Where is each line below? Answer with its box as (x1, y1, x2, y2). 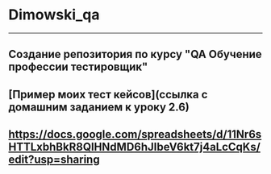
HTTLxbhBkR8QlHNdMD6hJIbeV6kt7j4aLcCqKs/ (8, 140, 261, 154)
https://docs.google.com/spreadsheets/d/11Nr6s (8, 127, 262, 142)
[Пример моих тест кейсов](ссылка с (8, 87, 208, 101)
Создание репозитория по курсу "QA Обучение (8, 48, 262, 61)
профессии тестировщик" (8, 60, 148, 74)
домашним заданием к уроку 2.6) (8, 100, 190, 114)
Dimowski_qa (8, 6, 100, 24)
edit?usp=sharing (8, 153, 100, 167)
